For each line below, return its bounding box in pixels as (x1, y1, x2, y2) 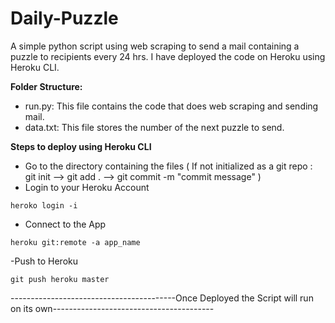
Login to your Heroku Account (24, 181, 150, 193)
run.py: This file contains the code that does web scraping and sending (24, 100, 319, 112)
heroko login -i (10, 200, 78, 211)
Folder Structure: (10, 80, 83, 92)
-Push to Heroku (10, 255, 79, 267)
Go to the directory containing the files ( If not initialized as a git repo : (24, 160, 313, 172)
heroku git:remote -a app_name (10, 237, 141, 247)
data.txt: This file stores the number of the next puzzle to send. (24, 121, 285, 133)
